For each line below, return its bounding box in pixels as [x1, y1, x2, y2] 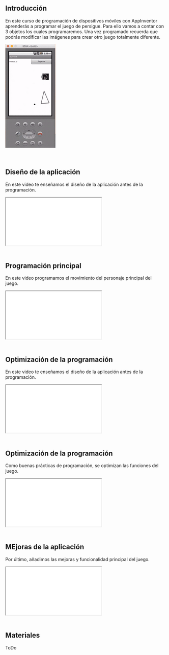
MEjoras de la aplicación [5, 543, 84, 551]
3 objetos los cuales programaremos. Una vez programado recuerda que [5, 28, 158, 35]
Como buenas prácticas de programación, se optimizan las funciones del [5, 463, 159, 469]
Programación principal [5, 261, 81, 270]
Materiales [5, 631, 40, 640]
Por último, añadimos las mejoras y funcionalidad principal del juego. [5, 556, 150, 562]
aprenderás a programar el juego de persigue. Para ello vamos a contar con [5, 23, 164, 29]
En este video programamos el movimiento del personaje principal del [5, 275, 152, 281]
